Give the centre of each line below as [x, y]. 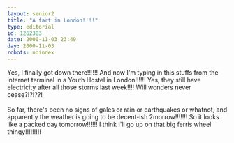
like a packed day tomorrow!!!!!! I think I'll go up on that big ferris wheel [109, 124]
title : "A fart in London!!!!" [53, 20]
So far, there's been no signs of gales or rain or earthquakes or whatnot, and [117, 110]
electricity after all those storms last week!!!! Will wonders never [99, 87]
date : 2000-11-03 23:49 [42, 40]
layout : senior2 [31, 14]
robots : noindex [31, 53]
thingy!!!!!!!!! [24, 131]
